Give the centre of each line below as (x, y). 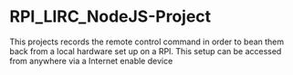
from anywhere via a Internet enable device (91, 61)
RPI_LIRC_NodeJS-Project (110, 17)
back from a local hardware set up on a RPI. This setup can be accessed (146, 51)
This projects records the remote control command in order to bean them (147, 42)
